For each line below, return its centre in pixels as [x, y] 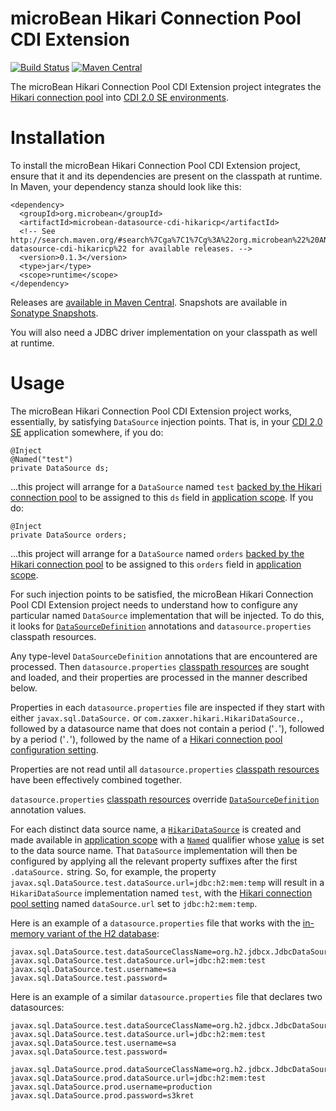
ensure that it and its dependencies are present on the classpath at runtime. [166, 176]
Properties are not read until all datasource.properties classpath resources [165, 769]
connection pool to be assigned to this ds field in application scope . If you [162, 497]
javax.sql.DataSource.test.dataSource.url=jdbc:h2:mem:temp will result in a [167, 882]
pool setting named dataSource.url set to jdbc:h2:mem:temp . [134, 903]
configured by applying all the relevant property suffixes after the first [154, 861]
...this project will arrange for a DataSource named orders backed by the [157, 553]
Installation [58, 138]
